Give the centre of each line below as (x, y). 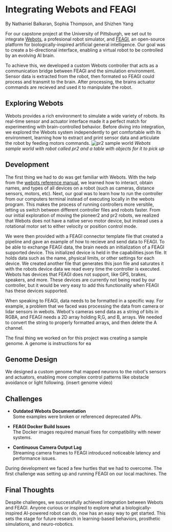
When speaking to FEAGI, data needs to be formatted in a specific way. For (84, 300)
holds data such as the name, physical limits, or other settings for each (80, 258)
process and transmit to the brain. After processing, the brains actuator (80, 82)
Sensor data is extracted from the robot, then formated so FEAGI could (80, 76)
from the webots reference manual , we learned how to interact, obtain (79, 182)
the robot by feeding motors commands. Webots (78, 143)
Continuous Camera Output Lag (47, 447)
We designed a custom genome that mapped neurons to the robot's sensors (86, 372)
